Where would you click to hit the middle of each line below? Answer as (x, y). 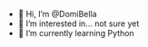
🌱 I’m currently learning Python (76, 33)
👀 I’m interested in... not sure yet (79, 23)
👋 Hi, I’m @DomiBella (57, 14)
